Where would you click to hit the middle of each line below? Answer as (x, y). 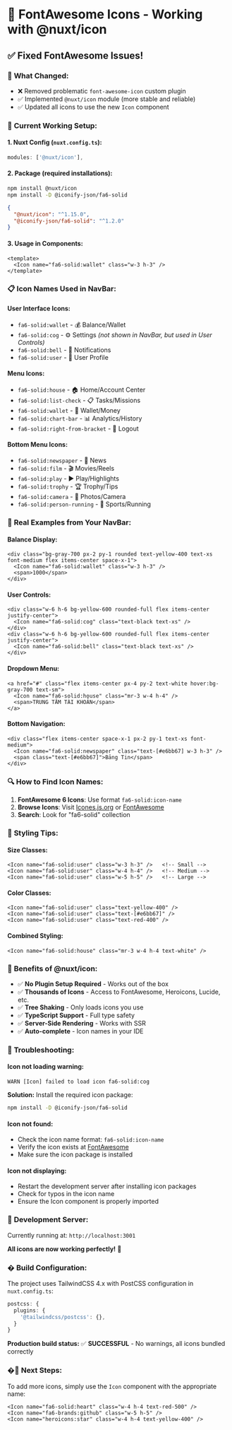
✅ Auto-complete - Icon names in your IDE (80, 1031)
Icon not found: (30, 1124)
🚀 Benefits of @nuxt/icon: (53, 968)
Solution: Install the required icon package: (70, 1095)
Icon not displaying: (37, 1171)
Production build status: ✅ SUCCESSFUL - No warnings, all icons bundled (116, 1344)
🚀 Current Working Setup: (52, 125)
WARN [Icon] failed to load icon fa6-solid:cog (79, 1082)
